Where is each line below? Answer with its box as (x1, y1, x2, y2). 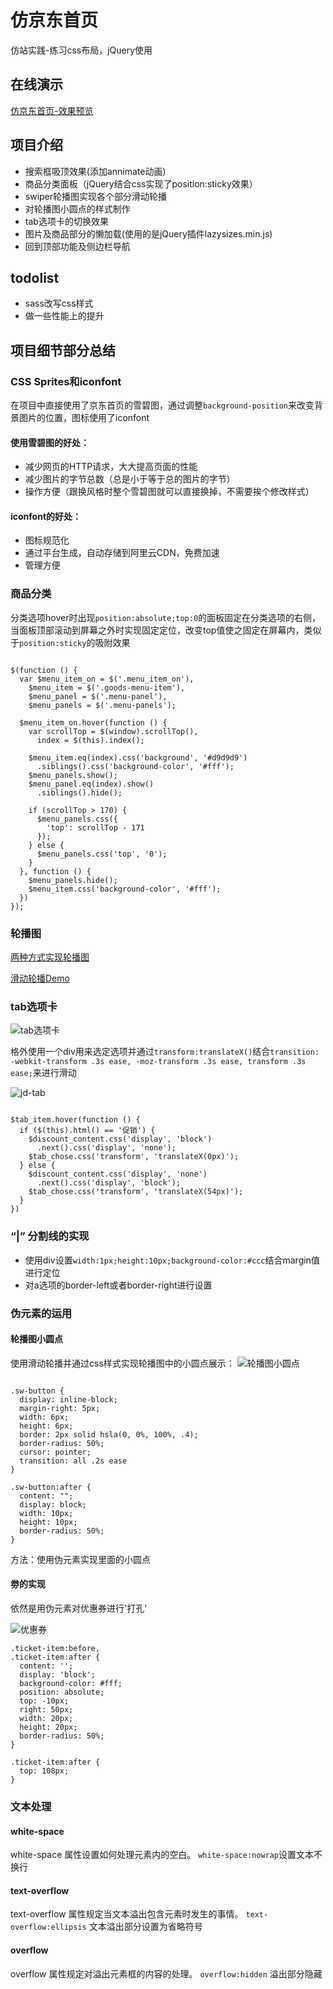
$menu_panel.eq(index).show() (28, 779, 155, 789)
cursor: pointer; (19, 1447, 92, 1457)
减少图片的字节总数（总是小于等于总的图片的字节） (24, 473, 236, 485)
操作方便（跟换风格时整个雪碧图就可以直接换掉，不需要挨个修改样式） (24, 486, 315, 498)
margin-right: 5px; (19, 1403, 101, 1413)
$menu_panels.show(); (28, 770, 118, 780)
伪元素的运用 (10, 1306, 73, 1320)
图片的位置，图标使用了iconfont (18, 412, 150, 424)
